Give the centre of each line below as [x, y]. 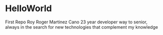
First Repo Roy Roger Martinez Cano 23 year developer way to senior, [76, 22]
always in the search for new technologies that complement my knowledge [82, 27]
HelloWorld [28, 9]
